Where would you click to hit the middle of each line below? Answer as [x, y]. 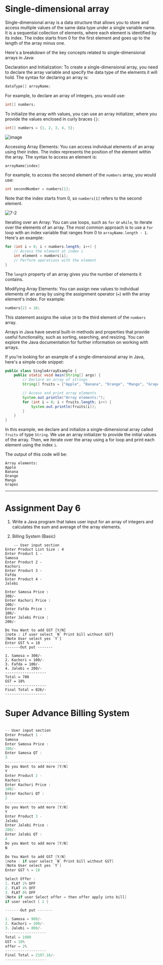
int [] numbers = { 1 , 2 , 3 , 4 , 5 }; [40, 128]
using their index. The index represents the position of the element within [78, 152]
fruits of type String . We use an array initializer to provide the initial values [81, 435]
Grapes [12, 484]
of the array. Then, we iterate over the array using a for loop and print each [80, 440]
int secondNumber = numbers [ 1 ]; [38, 189]
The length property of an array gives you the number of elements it [73, 274]
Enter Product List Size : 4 [34, 550]
